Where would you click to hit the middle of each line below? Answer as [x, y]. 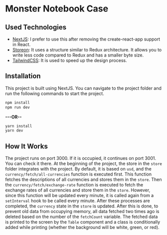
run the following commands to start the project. [55, 93]
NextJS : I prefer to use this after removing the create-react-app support [86, 39]
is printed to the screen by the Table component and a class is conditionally [83, 222]
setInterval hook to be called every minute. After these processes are [78, 201]
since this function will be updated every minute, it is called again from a [80, 195]
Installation [23, 76]
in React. [21, 44]
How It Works [27, 146]
